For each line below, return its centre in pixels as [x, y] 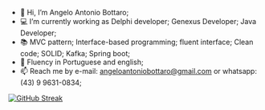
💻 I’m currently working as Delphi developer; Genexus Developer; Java [138, 21]
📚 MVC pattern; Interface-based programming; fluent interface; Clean [137, 42]
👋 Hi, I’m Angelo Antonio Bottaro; [74, 12]
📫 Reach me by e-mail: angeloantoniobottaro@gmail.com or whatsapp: [138, 71]
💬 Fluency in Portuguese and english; [82, 62]
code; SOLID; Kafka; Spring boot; [75, 53]
